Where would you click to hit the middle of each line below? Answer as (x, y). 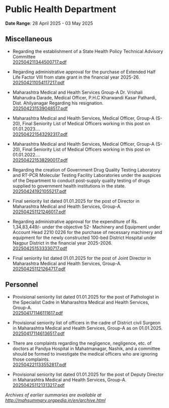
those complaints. (31, 359)
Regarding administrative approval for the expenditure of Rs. (75, 221)
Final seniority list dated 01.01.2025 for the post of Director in (76, 201)
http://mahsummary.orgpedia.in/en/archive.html (55, 400)
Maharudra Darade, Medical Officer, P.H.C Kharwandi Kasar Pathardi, (84, 97)
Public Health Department (61, 9)
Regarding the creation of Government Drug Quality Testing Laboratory (86, 169)
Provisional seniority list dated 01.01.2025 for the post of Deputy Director (88, 374)
